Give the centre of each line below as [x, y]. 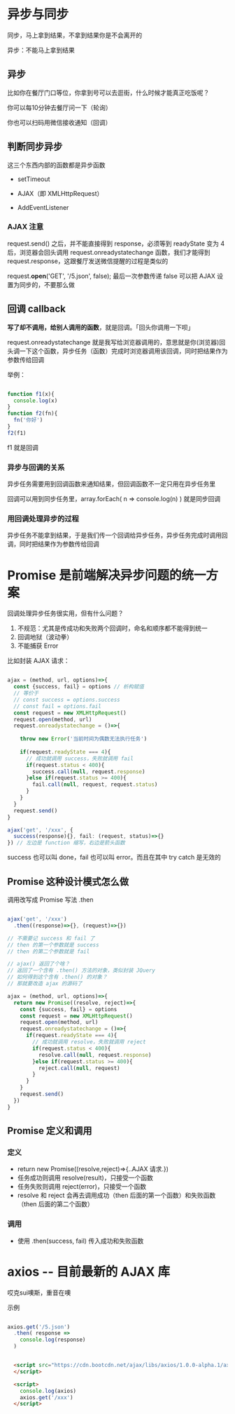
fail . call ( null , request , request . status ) [95, 785]
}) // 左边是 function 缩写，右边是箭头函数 [66, 843]
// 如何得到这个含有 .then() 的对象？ [57, 977]
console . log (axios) [48, 1391]
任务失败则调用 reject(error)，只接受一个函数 [82, 1187]
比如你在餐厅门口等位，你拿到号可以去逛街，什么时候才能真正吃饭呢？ [108, 93]
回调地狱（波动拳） [45, 637]
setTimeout [34, 179]
